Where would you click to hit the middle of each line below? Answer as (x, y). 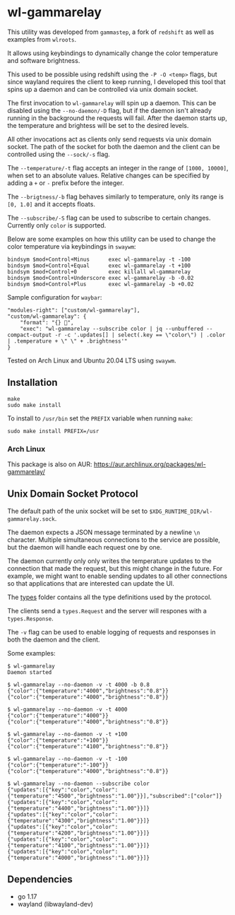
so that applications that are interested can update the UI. (91, 583)
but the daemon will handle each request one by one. (85, 547)
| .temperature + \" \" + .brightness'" (68, 341)
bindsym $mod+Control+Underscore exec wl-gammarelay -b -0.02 (101, 278)
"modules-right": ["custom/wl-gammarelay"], (74, 310)
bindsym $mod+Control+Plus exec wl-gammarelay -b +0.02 (101, 284)
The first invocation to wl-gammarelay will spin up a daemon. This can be (112, 102)
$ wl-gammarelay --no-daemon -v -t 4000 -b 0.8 (79, 685)
